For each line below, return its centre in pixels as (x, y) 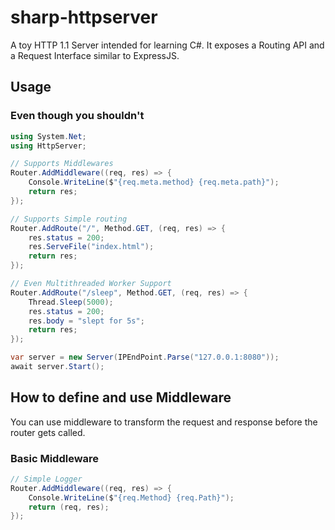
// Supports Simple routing (69, 219)
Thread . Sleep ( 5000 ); (71, 302)
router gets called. (48, 432)
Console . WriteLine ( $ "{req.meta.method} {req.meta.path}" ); (154, 182)
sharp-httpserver (84, 17)
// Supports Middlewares (62, 164)
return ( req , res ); (69, 507)
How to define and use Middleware (121, 397)
